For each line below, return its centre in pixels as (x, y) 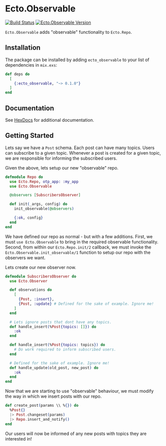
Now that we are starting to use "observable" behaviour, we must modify (80, 391)
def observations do (31, 290)
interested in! (19, 439)
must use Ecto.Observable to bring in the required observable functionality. (82, 242)
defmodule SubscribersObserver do (41, 276)
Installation (23, 48)
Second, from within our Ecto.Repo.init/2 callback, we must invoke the (78, 247)
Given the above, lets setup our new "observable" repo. (62, 168)
